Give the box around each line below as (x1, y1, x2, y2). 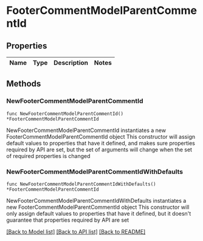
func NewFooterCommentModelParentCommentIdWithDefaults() (6, 181, 156, 187)
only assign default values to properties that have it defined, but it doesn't (6, 210, 191, 217)
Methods (6, 79, 41, 89)
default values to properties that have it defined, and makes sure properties (6, 139, 196, 147)
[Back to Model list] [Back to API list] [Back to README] (6, 228, 146, 235)
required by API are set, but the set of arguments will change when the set (6, 146, 193, 153)
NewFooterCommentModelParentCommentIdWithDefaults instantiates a (6, 197, 187, 204)
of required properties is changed (6, 152, 91, 159)
